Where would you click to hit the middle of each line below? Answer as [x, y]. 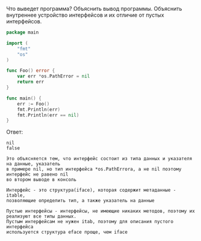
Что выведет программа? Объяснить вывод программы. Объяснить [94, 9]
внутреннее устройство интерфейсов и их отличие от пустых [85, 15]
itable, [16, 195]
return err [31, 82]
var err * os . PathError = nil [54, 76]
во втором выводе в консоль [42, 180]
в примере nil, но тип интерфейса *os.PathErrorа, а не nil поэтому [94, 169]
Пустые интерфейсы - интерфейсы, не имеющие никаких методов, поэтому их [101, 211]
